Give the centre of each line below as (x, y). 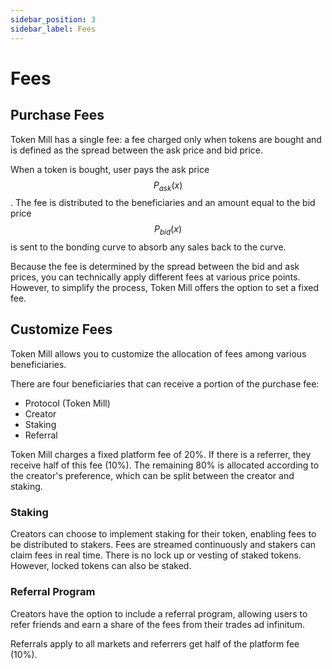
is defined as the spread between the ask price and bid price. (137, 150)
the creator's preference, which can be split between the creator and (152, 475)
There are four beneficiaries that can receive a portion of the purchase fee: (165, 383)
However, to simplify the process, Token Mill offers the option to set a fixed (164, 288)
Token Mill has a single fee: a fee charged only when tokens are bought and (166, 139)
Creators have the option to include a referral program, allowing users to (159, 613)
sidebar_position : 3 (53, 19)
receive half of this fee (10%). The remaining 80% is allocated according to (165, 465)
